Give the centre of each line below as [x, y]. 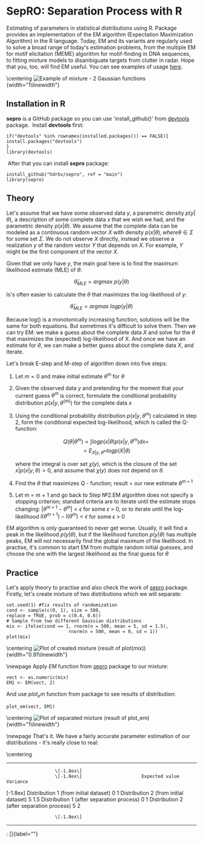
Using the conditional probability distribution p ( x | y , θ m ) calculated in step [106, 415]
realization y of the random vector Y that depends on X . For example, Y [95, 245]
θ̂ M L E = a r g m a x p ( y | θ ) [101, 282]
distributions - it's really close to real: [52, 742]
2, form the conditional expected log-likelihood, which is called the [98, 422]
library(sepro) [25, 180]
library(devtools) [29, 152]
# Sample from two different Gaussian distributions [74, 621]
